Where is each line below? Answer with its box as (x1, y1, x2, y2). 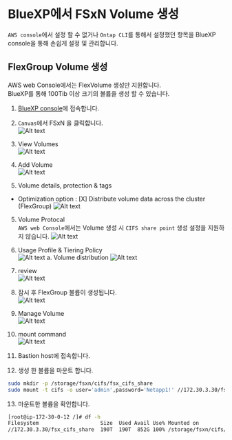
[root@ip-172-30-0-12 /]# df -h (8, 413, 101, 421)
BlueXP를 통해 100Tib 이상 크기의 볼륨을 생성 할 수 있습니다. (8, 89, 170, 97)
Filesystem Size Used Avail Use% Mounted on (8, 420, 199, 427)
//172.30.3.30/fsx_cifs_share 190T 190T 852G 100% (8, 426, 166, 433)
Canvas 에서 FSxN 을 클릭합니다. (17, 119, 104, 127)
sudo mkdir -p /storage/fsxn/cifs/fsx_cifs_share (8, 380, 154, 387)
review (17, 266, 37, 274)
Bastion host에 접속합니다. (17, 351, 90, 359)
